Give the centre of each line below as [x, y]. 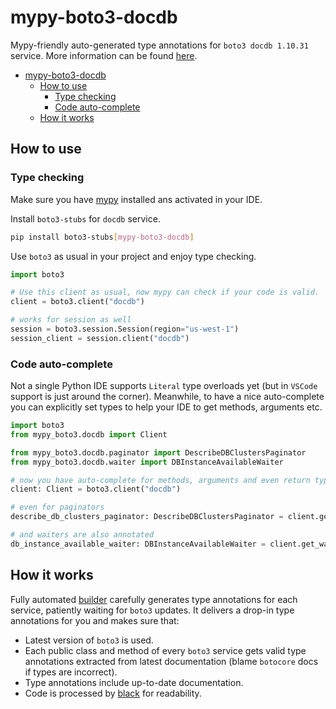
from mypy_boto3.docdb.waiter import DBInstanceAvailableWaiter [147, 462]
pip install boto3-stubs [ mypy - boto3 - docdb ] [102, 237]
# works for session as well [71, 320]
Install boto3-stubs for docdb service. [85, 218]
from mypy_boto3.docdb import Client [89, 434]
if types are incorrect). [71, 672]
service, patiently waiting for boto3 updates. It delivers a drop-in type [152, 610]
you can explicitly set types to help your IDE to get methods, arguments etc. [166, 407]
